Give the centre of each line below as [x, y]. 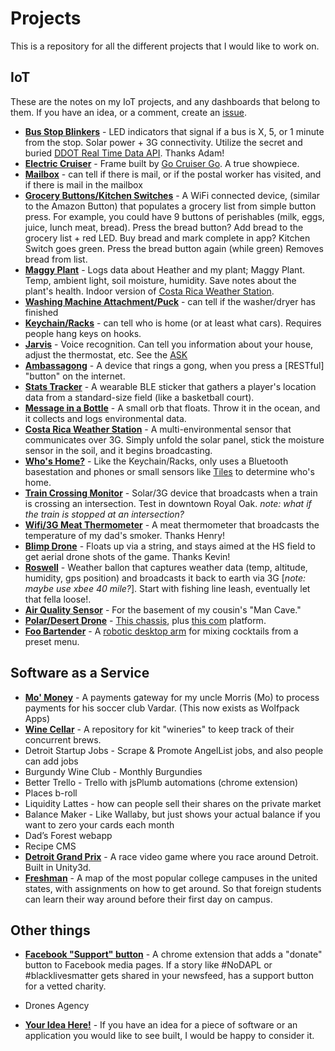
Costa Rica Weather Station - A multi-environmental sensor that [158, 429]
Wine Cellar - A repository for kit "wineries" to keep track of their [159, 729]
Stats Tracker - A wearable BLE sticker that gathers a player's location [170, 386]
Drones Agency [57, 1006]
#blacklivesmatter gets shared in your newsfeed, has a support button [169, 976]
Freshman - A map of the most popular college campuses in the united [171, 878]
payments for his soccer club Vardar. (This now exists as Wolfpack [162, 708]
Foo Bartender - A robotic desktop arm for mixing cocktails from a [161, 631]
